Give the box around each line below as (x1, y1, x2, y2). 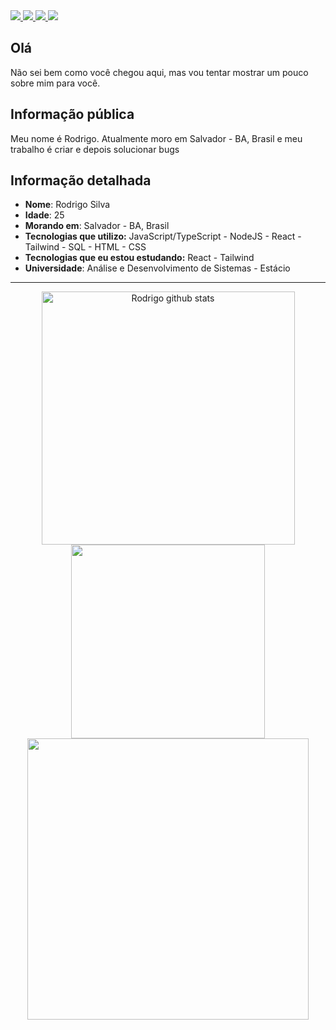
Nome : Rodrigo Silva (24, 199, 111, 211)
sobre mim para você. (10, 77, 101, 89)
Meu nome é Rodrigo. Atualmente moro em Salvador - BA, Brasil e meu (10, 132, 303, 144)
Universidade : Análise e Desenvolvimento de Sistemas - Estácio (24, 262, 291, 274)
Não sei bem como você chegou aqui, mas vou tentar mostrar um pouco (10, 66, 309, 78)
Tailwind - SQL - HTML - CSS (24, 241, 147, 253)
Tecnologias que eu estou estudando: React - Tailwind (24, 252, 255, 264)
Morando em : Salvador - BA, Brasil (24, 220, 170, 232)
